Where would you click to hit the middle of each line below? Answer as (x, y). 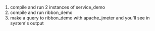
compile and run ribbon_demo (41, 12)
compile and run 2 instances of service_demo (57, 7)
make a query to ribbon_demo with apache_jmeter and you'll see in (80, 18)
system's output (27, 23)
